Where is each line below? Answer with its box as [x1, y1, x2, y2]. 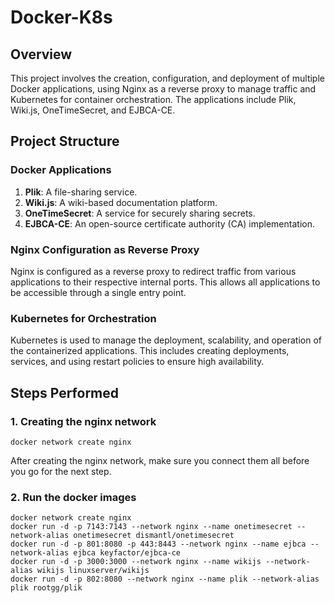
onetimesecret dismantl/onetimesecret [73, 531, 235, 541]
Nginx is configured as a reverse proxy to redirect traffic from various [10, 265, 297, 277]
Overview [10, 46, 73, 63]
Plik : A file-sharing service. [24, 186, 138, 198]
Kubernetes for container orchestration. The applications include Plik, [10, 94, 297, 105]
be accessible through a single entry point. [10, 286, 187, 298]
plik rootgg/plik [10, 583, 83, 593]
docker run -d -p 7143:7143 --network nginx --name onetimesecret [10, 522, 293, 532]
